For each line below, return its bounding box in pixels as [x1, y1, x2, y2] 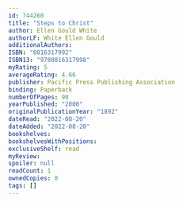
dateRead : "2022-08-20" [8, 115, 87, 123]
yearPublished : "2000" [8, 100, 83, 108]
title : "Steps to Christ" [8, 19, 93, 27]
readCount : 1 [8, 167, 51, 175]
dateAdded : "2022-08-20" [8, 122, 90, 130]
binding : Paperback [8, 85, 73, 94]
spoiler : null [8, 160, 55, 168]
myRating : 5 [8, 64, 48, 72]
